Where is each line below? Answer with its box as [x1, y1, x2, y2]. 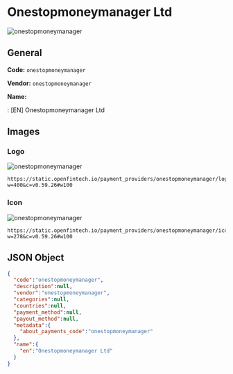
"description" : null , [13, 283, 73, 290]
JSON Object [7, 252, 64, 264]
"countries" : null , [13, 302, 67, 309]
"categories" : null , [13, 296, 70, 303]
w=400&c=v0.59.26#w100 [7, 181, 73, 189]
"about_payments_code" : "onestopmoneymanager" [19, 328, 154, 335]
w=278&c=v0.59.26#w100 [7, 233, 73, 240]
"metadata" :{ [13, 321, 51, 329]
